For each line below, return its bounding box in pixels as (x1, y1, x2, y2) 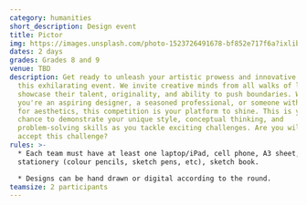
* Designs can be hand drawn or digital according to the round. (17, 174, 272, 183)
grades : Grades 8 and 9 (9, 56, 101, 65)
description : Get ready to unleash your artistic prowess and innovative (9, 73, 297, 82)
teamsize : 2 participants (9, 182, 108, 191)
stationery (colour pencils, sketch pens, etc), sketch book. (17, 157, 259, 167)
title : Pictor (9, 30, 64, 39)
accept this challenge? (17, 132, 108, 141)
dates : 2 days (9, 47, 64, 56)
